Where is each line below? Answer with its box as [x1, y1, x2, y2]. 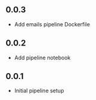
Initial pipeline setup [14, 87, 64, 95]
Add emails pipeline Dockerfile [14, 20, 91, 28]
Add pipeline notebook [14, 54, 71, 61]
